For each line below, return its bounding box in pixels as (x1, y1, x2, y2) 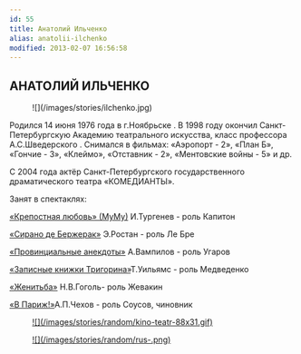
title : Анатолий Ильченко (9, 24, 107, 34)
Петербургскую (9, 130, 71, 141)
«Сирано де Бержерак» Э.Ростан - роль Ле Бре (9, 229, 195, 240)
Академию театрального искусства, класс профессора (72, 130, 287, 141)
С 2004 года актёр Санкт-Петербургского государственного (9, 166, 246, 177)
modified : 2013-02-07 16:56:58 (9, 44, 128, 53)
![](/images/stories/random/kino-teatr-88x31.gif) (32, 317, 213, 328)
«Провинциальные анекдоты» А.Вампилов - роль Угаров (9, 246, 231, 258)
